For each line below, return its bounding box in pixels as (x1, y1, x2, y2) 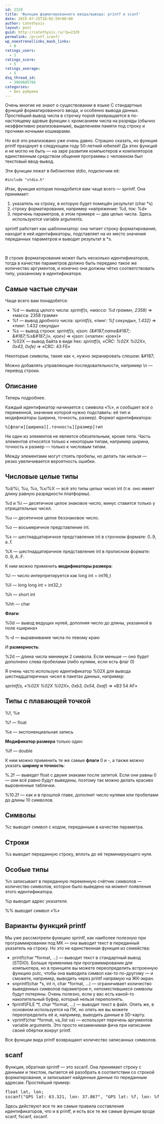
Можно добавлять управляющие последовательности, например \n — (5, 363, 153, 368)
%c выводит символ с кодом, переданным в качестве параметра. (5, 824, 144, 830)
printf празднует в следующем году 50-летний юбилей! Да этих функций (5, 143, 158, 149)
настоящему (5, 118, 31, 124)
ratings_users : (5, 48, 36, 53)
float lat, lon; (5, 1089, 44, 1095)
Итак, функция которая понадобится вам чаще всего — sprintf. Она (5, 186, 145, 192)
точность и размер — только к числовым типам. (5, 444, 107, 450)
